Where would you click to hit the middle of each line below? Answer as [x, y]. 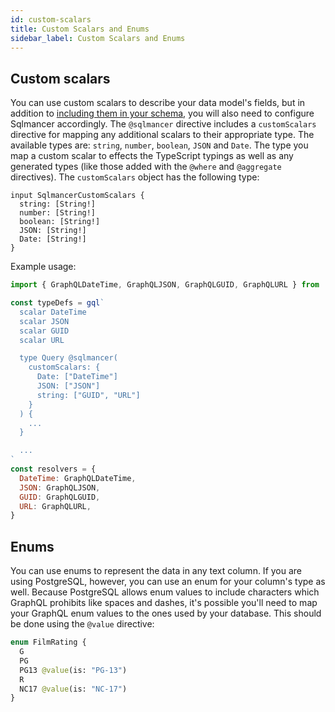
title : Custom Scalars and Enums [80, 29]
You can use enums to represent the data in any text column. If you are [156, 571]
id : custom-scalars [51, 19]
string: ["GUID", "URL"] [88, 395]
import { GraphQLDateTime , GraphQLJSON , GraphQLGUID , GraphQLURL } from [165, 285]
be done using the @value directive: [82, 624]
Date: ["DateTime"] [77, 377]
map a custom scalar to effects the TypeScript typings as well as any [152, 156]
